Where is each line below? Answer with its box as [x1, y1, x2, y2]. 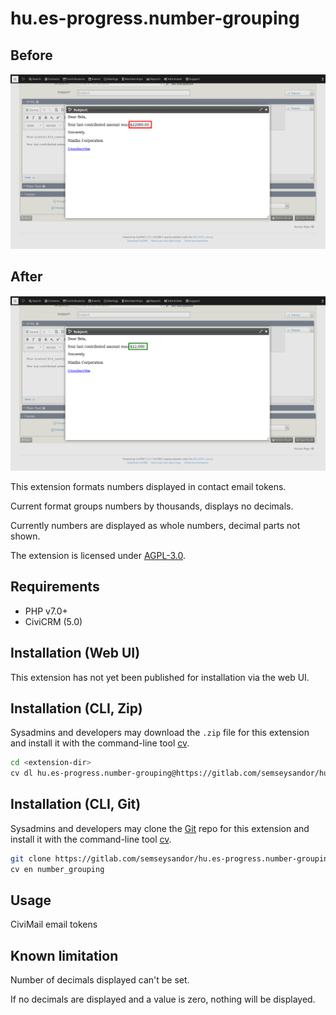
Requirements [10, 578, 100, 596]
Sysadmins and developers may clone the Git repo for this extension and [10, 822, 310, 834]
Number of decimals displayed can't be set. [10, 974, 190, 986]
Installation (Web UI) [10, 645, 141, 662]
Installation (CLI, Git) [10, 796, 142, 813]
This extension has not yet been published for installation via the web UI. [10, 671, 310, 683]
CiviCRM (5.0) [24, 615, 83, 627]
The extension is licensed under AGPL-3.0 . [10, 549, 187, 561]
